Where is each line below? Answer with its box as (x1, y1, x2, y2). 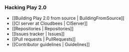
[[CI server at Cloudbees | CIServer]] (11, 20, 88, 26)
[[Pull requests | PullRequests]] (11, 36, 76, 42)
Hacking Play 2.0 (4, 4, 47, 11)
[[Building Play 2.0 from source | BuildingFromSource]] (11, 15, 125, 21)
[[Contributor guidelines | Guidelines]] (11, 42, 90, 48)
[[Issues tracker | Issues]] (11, 31, 65, 37)
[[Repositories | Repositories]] (11, 26, 74, 32)
